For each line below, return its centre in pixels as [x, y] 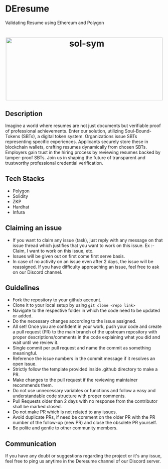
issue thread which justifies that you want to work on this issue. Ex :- [83, 245]
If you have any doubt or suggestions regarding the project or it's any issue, [83, 456]
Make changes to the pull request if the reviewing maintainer [75, 380]
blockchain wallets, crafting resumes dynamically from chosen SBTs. [76, 147]
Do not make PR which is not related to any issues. [65, 412]
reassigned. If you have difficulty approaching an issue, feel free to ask [86, 267]
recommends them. [33, 385]
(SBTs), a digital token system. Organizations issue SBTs [79, 136]
